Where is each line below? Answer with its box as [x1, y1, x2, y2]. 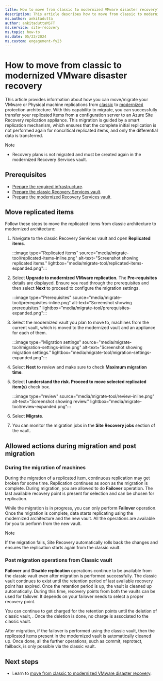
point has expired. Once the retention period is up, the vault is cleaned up [5, 583, 152, 589]
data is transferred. [5, 132, 44, 139]
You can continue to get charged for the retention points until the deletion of [5, 608, 157, 614]
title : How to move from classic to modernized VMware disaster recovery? [5, 7, 160, 12]
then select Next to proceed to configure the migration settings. [12, 285, 140, 291]
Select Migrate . [12, 413, 44, 419]
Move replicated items [5, 208, 74, 216]
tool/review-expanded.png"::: [12, 404, 71, 410]
